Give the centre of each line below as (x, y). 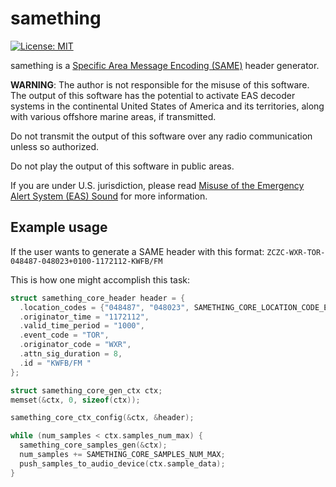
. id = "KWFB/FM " (55, 363)
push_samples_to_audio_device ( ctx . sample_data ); (122, 463)
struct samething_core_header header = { (98, 298)
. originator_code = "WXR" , (75, 345)
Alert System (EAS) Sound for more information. (109, 196)
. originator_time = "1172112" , (84, 317)
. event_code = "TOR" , (64, 335)
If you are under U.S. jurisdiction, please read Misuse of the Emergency (157, 185)
